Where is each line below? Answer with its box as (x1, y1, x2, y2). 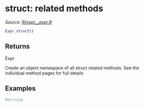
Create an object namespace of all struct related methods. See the (5, 65, 140, 71)
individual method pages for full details (5, 70, 84, 76)
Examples (5, 84, 36, 93)
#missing (5, 97, 23, 102)
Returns (5, 42, 30, 51)
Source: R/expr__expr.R (5, 19, 52, 25)
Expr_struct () (5, 28, 34, 33)
